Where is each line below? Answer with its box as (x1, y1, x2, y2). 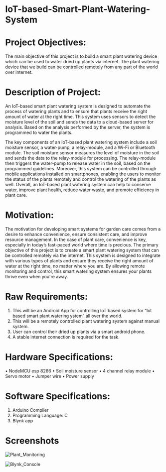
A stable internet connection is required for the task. (12, 334, 120, 340)
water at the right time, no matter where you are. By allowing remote (5, 263, 146, 269)
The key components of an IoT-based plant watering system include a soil (5, 139, 157, 145)
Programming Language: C (12, 412, 68, 418)
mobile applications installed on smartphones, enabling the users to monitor (5, 171, 161, 177)
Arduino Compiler (12, 407, 49, 413)
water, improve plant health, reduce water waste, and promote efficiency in (5, 187, 160, 193)
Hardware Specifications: (5, 352, 113, 363)
